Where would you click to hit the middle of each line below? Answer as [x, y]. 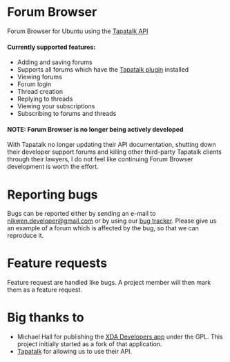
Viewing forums [39, 77]
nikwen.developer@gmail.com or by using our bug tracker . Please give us [112, 221]
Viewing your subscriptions [56, 106]
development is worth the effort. [53, 167]
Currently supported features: [51, 47]
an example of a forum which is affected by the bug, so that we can [103, 228]
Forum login [34, 84]
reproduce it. [26, 236]
